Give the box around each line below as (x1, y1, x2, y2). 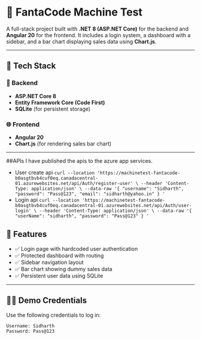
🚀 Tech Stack (6, 61, 56, 71)
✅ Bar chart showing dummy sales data (14, 265, 112, 272)
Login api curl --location (14, 196, 80, 203)
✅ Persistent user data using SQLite (14, 272, 103, 279)
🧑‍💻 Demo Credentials (6, 296, 87, 306)
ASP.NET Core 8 (14, 92, 57, 99)
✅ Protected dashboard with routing (14, 251, 104, 259)
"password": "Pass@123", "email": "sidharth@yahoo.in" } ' (14, 191, 166, 197)
